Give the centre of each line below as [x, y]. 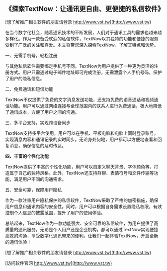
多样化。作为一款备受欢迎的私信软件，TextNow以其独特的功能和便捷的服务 [82, 38]
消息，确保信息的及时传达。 [38, 145]
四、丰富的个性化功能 [27, 156]
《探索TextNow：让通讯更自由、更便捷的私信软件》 [85, 9]
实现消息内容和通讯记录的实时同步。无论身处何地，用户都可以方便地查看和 [81, 139]
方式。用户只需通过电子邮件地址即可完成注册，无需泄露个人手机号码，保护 [85, 72]
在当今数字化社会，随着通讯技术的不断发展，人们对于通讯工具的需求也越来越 [83, 32]
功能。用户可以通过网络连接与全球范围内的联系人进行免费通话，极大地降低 [85, 105]
